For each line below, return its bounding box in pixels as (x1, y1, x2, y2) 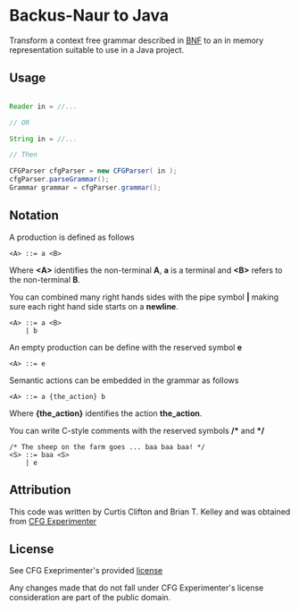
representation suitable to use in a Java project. (9, 44, 185, 55)
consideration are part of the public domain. (9, 592, 171, 603)
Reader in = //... (9, 102, 78, 111)
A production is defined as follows (9, 232, 136, 242)
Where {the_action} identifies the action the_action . (9, 408, 203, 419)
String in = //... (9, 134, 78, 143)
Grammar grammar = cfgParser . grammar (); (9, 183, 162, 192)
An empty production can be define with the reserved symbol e (9, 342, 243, 352)
